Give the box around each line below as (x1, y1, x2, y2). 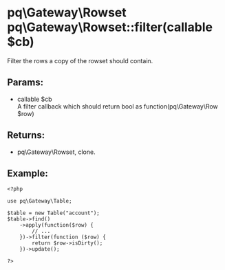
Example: (7, 167, 48, 179)
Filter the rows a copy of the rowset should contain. (7, 56, 153, 65)
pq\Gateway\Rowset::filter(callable (7, 19, 213, 35)
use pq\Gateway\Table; (7, 198, 72, 205)
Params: (7, 77, 43, 89)
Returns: (7, 129, 45, 142)
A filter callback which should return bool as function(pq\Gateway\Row (17, 102, 218, 111)
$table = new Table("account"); (7, 210, 100, 217)
